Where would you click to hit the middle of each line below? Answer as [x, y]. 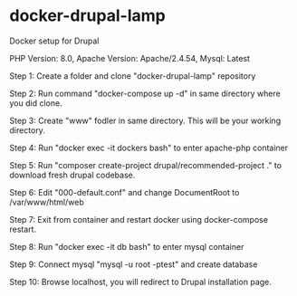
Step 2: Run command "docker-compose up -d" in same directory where [145, 93]
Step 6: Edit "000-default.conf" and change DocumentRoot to [125, 192]
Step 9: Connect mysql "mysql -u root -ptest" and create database [134, 264]
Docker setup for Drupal [54, 41]
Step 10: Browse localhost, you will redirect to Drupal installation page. [140, 282]
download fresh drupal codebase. [72, 175]
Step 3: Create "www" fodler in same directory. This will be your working [145, 120]
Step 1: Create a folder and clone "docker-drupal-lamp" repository [133, 76]
